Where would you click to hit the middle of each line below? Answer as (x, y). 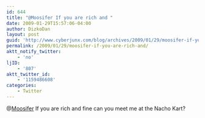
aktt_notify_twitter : (34, 52)
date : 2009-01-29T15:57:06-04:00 (49, 23)
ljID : (13, 63)
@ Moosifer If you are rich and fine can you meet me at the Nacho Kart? (96, 108)
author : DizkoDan (28, 29)
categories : (21, 86)
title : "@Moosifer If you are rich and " (60, 18)
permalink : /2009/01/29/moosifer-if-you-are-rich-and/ (77, 46)
